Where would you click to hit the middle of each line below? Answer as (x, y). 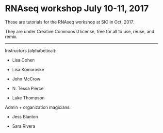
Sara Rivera (24, 126)
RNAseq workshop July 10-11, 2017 (77, 9)
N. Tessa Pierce (28, 88)
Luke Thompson (28, 97)
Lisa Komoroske (28, 69)
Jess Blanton (25, 116)
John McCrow (26, 79)
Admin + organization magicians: (38, 107)
